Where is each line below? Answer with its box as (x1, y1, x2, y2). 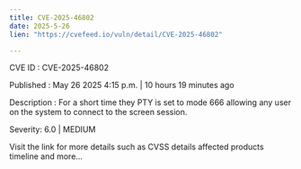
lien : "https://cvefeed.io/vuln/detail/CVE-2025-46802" (9, 30, 223, 39)
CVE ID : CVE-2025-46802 (9, 62, 110, 73)
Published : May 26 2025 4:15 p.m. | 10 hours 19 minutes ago (9, 80, 235, 91)
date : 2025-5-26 (9, 22, 70, 31)
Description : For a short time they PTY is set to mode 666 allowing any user (9, 97, 292, 108)
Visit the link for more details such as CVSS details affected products (9, 141, 264, 153)
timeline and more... (9, 151, 84, 162)
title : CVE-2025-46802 (9, 13, 94, 22)
